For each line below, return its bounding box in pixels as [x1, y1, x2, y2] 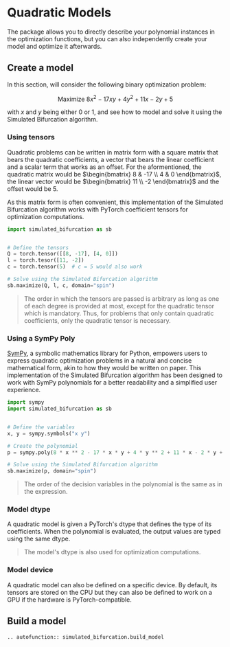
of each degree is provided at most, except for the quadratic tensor [23, 302, 215, 310]
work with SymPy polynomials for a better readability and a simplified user [7, 378, 218, 387]
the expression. [23, 488, 68, 496]
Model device [7, 565, 54, 575]
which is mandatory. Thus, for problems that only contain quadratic [23, 309, 214, 317]
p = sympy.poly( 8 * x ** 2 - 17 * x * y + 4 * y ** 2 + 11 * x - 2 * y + [7, 449, 223, 456]
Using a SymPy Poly [7, 333, 76, 343]
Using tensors [7, 133, 55, 142]
